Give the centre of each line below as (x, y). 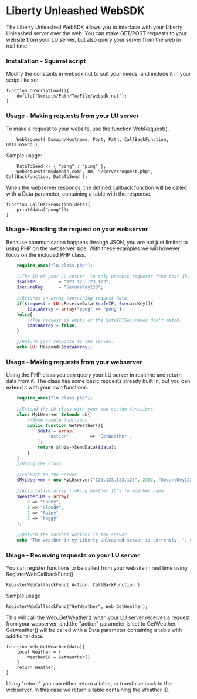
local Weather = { (39, 652)
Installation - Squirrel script (46, 61)
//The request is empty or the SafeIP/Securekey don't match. (105, 320)
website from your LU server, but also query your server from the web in (94, 39)
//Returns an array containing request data (72, 298)
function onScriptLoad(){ (38, 91)
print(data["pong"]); (43, 210)
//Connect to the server (47, 475)
